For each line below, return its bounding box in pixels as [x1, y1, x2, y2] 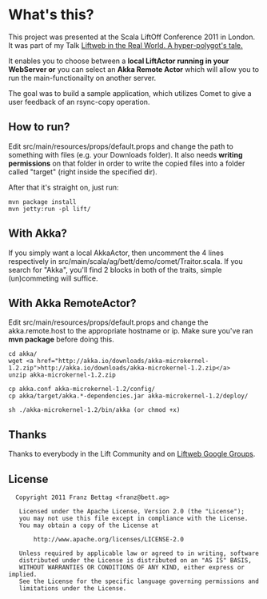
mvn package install [8, 198, 78, 206]
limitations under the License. [18, 585, 127, 593]
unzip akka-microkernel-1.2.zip [8, 371, 116, 379]
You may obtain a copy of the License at [18, 521, 159, 529]
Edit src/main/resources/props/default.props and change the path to [8, 142, 233, 151]
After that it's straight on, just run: [8, 182, 119, 192]
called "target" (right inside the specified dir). [8, 166, 157, 177]
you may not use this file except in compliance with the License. [18, 514, 249, 522]
